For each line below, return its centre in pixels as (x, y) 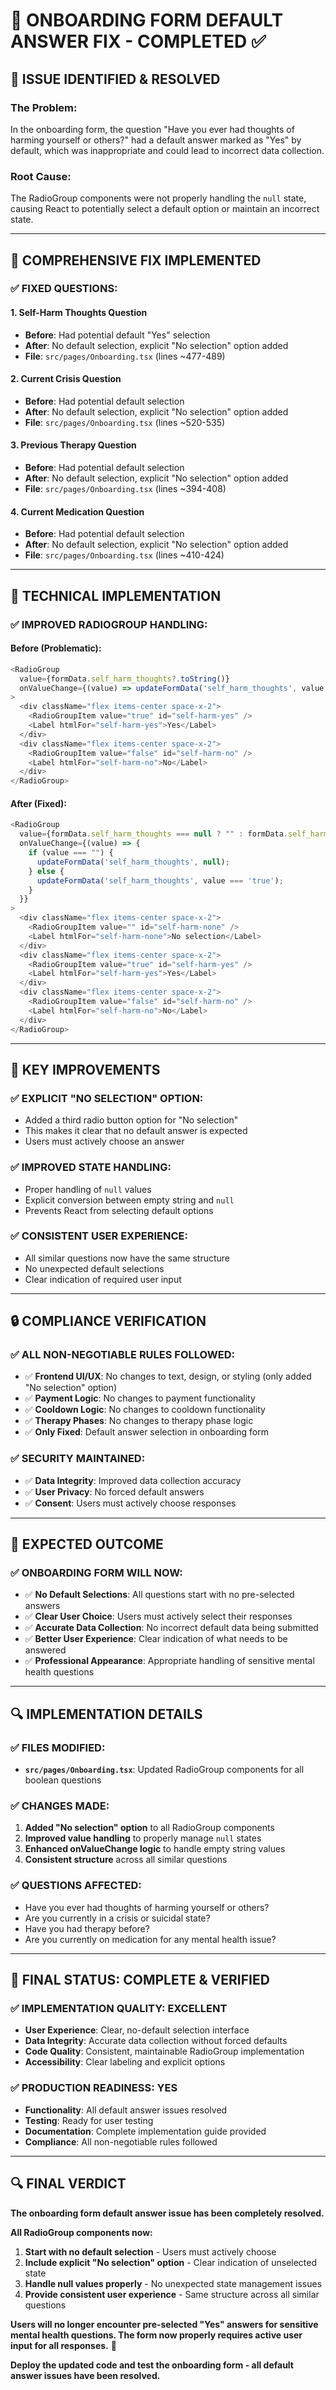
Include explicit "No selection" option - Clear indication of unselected (171, 2262)
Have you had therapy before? (87, 1928)
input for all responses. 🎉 (63, 2345)
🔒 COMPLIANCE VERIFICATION (108, 1321)
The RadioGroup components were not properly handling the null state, (158, 198)
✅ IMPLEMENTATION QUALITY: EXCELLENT (119, 2009)
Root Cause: (41, 176)
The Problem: (44, 107)
